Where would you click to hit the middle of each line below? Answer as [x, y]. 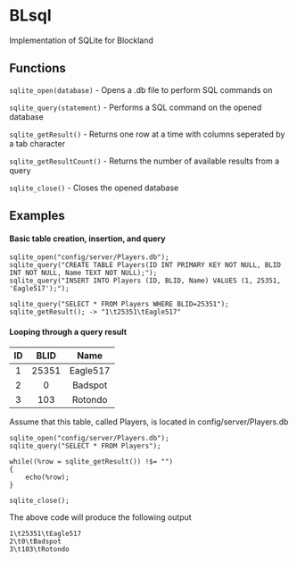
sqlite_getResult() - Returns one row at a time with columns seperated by [147, 134]
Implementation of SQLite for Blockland [82, 40]
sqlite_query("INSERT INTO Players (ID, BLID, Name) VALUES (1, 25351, [145, 281]
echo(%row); [47, 477]
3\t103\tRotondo [39, 549]
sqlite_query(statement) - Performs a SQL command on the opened [136, 107]
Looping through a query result [68, 331]
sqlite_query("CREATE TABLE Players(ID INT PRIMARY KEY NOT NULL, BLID [145, 265]
